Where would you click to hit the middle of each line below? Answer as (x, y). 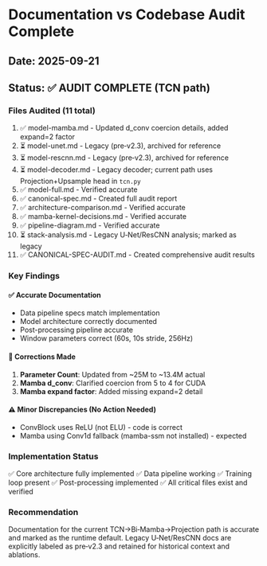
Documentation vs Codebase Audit (127, 15)
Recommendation (43, 513)
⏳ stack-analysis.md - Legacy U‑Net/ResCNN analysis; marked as (128, 235)
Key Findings (34, 276)
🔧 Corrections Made (42, 357)
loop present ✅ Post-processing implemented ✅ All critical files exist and (128, 482)
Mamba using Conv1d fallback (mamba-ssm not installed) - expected (133, 435)
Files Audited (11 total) (52, 111)
